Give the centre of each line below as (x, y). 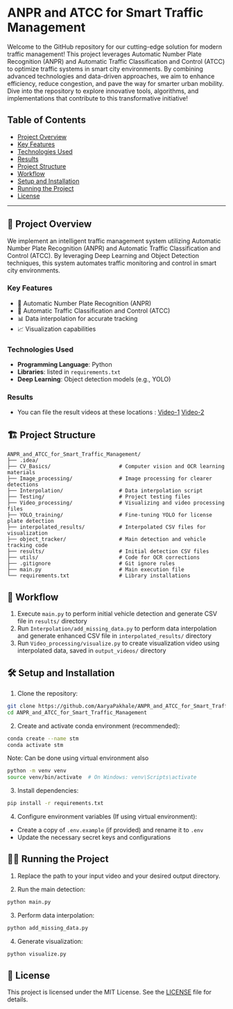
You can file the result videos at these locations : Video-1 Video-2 (111, 412)
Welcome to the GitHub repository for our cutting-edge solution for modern (115, 46)
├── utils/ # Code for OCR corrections (103, 558)
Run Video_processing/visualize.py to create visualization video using (118, 644)
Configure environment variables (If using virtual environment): (107, 817)
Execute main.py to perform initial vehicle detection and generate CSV (117, 614)
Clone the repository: (48, 693)
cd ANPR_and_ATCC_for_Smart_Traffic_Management (77, 712)
